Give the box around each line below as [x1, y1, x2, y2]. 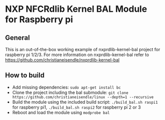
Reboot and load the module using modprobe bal [12, 109, 110, 115]
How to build [5, 71, 45, 80]
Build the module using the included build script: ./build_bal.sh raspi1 [12, 99, 158, 105]
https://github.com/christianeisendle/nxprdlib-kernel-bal [5, 57, 120, 62]
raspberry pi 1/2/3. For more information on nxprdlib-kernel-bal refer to [5, 52, 149, 58]
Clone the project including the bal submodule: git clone [12, 90, 129, 95]
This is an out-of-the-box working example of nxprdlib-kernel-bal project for [5, 47, 161, 52]
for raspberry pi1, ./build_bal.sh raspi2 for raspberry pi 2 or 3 [12, 104, 141, 110]
